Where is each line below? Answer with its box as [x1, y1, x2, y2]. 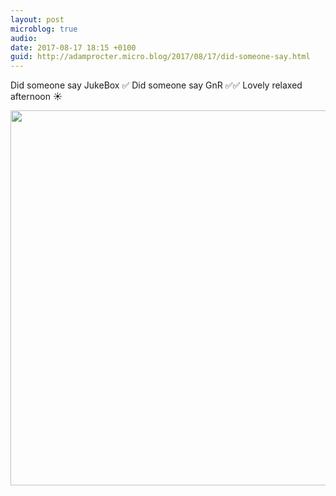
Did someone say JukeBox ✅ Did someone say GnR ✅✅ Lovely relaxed [10, 79, 303, 91]
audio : [10, 33, 38, 43]
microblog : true [10, 24, 78, 34]
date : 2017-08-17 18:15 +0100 [10, 42, 137, 53]
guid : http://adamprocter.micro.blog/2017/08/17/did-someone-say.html [10, 52, 311, 62]
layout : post [10, 14, 65, 25]
